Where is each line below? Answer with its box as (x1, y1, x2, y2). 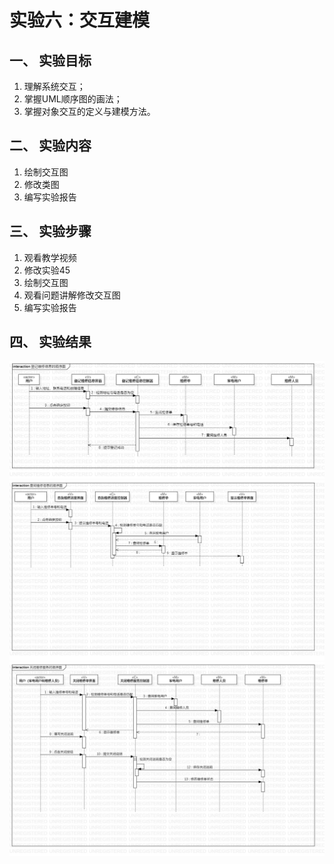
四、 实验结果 (9, 334, 92, 351)
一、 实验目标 (9, 52, 92, 69)
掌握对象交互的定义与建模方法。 (23, 106, 156, 117)
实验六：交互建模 (9, 9, 151, 32)
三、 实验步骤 (9, 223, 92, 240)
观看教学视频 (23, 251, 77, 263)
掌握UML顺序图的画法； (23, 93, 123, 105)
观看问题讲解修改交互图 (23, 289, 121, 301)
